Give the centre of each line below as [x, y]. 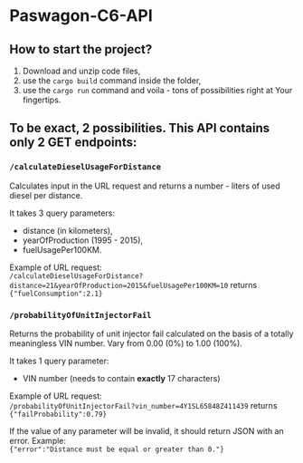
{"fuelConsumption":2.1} [56, 294]
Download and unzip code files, [81, 71]
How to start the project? [81, 49]
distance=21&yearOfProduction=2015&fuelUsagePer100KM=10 [119, 285]
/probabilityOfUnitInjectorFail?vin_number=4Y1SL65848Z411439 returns [143, 405]
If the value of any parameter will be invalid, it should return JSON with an [147, 430]
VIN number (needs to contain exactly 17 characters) [121, 378]
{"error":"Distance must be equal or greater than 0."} [117, 449]
